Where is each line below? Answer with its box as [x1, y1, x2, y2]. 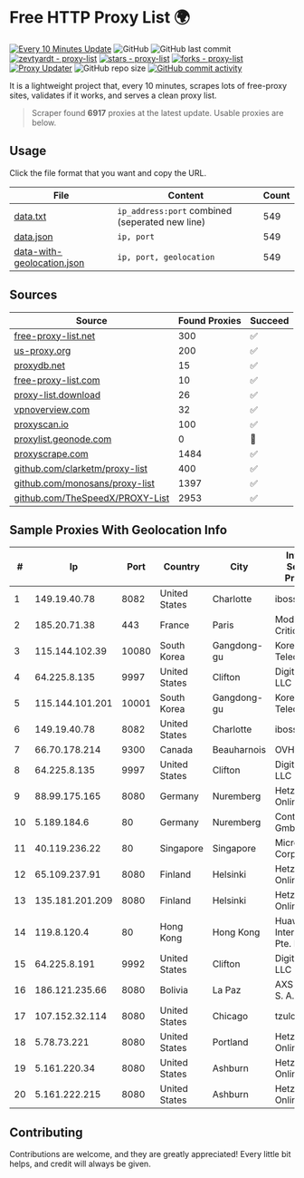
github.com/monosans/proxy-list [14, 477, 156, 490]
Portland [212, 1036, 249, 1048]
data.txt [14, 209, 47, 222]
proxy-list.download [14, 388, 101, 401]
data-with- [14, 245, 63, 258]
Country [163, 560, 201, 573]
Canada [159, 744, 193, 756]
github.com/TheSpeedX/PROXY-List [14, 492, 170, 504]
